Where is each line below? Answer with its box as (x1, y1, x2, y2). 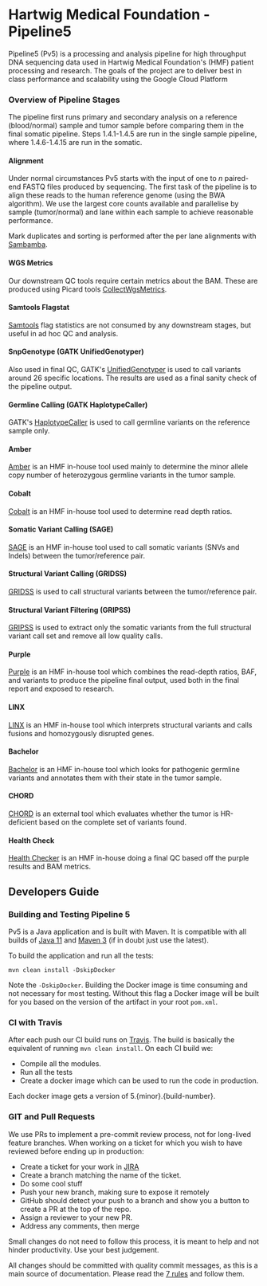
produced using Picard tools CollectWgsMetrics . (8, 284, 167, 294)
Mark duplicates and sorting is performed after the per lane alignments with (8, 231, 257, 241)
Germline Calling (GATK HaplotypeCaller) (8, 400, 148, 410)
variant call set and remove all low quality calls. (8, 631, 163, 641)
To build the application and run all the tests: (8, 951, 154, 960)
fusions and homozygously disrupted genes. (8, 728, 155, 738)
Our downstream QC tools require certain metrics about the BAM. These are (8, 276, 258, 285)
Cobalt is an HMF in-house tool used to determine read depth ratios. (8, 506, 233, 516)
